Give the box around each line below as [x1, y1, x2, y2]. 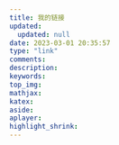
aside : [9, 105, 34, 114]
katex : [9, 96, 34, 106]
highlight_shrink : [9, 122, 78, 131]
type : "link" [9, 47, 59, 56]
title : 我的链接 [9, 13, 65, 23]
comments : [9, 55, 47, 64]
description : [9, 64, 59, 73]
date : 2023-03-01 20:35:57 [9, 38, 111, 48]
